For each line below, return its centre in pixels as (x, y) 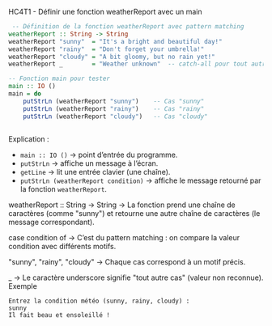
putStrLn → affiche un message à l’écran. (89, 163)
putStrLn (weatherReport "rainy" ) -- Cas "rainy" (114, 108)
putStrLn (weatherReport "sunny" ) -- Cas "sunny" (114, 101)
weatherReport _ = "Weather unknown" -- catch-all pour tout (128, 64)
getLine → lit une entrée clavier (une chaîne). (95, 172)
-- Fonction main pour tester (59, 79)
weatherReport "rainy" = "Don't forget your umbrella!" (106, 49)
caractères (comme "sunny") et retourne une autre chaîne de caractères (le (134, 214)
